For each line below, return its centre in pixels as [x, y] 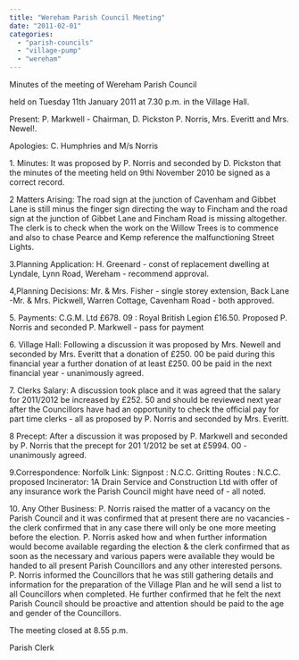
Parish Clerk [32, 647]
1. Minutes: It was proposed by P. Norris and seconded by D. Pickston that [145, 163]
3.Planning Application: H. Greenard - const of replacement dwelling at [139, 264]
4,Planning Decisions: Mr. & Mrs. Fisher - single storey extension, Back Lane [149, 291]
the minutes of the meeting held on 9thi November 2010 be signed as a [140, 172]
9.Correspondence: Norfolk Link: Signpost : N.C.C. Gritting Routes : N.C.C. [145, 472]
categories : [31, 34]
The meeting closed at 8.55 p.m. [69, 630]
